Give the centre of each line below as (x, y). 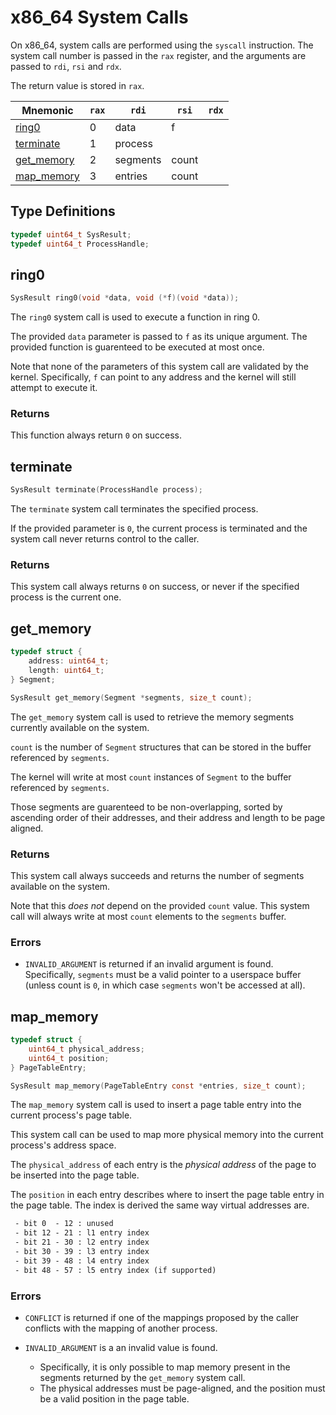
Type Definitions (63, 211)
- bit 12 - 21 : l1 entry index (82, 1233)
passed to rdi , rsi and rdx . (66, 66)
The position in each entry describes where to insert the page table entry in (167, 1195)
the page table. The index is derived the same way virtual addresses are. (160, 1205)
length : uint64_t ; (66, 671)
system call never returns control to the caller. (105, 539)
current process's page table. (71, 1115)
